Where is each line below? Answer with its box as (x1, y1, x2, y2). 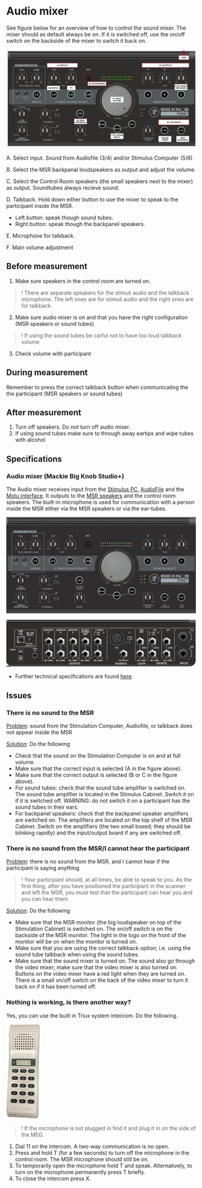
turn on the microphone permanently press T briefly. (14, 1168, 146, 1175)
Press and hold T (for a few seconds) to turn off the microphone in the (14, 1149, 190, 1156)
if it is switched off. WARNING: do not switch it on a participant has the (14, 797, 191, 805)
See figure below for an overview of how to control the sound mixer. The (6, 24, 186, 31)
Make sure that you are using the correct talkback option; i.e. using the (14, 944, 191, 952)
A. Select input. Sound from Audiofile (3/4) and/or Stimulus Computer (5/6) (6, 154, 193, 161)
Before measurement (6, 261, 87, 271)
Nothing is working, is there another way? (6, 998, 131, 1007)
